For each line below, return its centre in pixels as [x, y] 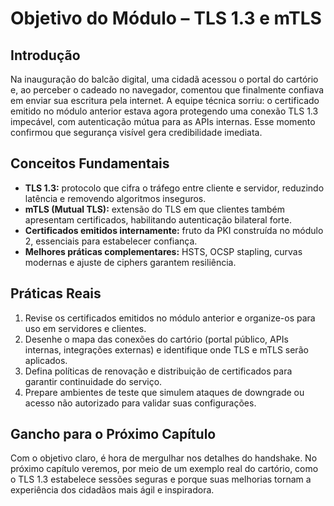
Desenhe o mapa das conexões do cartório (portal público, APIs [156, 339]
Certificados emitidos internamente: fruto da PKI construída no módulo [174, 230]
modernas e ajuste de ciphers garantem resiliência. [130, 262]
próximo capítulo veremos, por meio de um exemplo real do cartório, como [164, 469]
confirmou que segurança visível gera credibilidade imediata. [136, 132]
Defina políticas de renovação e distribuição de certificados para [158, 371]
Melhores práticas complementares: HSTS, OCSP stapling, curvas [163, 251]
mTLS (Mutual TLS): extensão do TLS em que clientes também [154, 209]
